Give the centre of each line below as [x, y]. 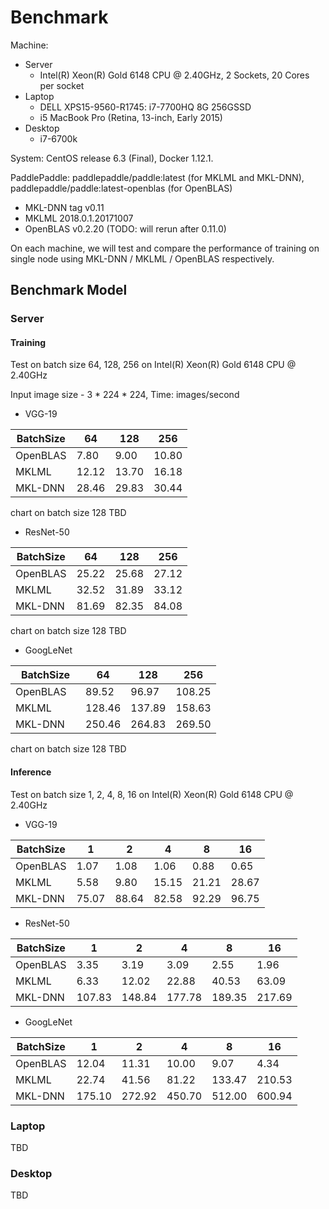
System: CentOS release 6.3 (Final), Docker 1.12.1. [112, 158]
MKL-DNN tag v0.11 [64, 207]
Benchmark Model [69, 290]
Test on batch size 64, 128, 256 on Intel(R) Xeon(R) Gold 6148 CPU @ [153, 365]
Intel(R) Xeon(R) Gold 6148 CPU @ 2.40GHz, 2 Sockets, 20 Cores [174, 75]
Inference [31, 772]
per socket [62, 85]
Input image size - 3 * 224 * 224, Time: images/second [125, 395]
